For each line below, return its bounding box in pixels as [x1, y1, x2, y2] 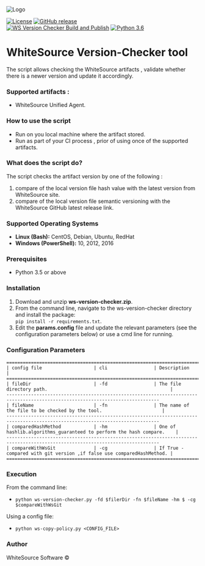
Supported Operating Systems [6, 219, 99, 227]
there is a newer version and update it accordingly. [6, 72, 134, 79]
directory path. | [6, 386, 173, 392]
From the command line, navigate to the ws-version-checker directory [15, 304, 192, 312]
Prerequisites [6, 255, 47, 263]
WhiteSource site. [15, 191, 60, 198]
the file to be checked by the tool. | [6, 408, 165, 414]
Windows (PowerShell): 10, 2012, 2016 [15, 240, 114, 247]
